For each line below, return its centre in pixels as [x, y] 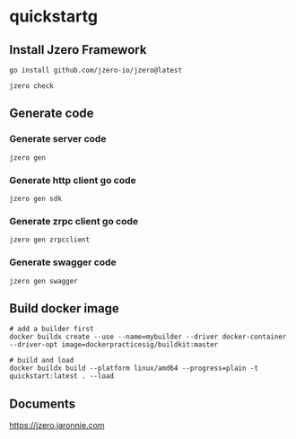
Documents [43, 404]
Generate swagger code [63, 262]
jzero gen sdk [36, 198]
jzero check [31, 86]
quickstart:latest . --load [62, 376]
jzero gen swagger [44, 281]
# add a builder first [52, 329]
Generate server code [58, 139]
